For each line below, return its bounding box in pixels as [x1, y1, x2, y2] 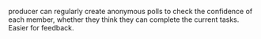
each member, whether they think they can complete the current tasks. [8, 15, 240, 24]
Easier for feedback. [8, 23, 74, 32]
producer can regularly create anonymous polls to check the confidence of [8, 7, 253, 16]
